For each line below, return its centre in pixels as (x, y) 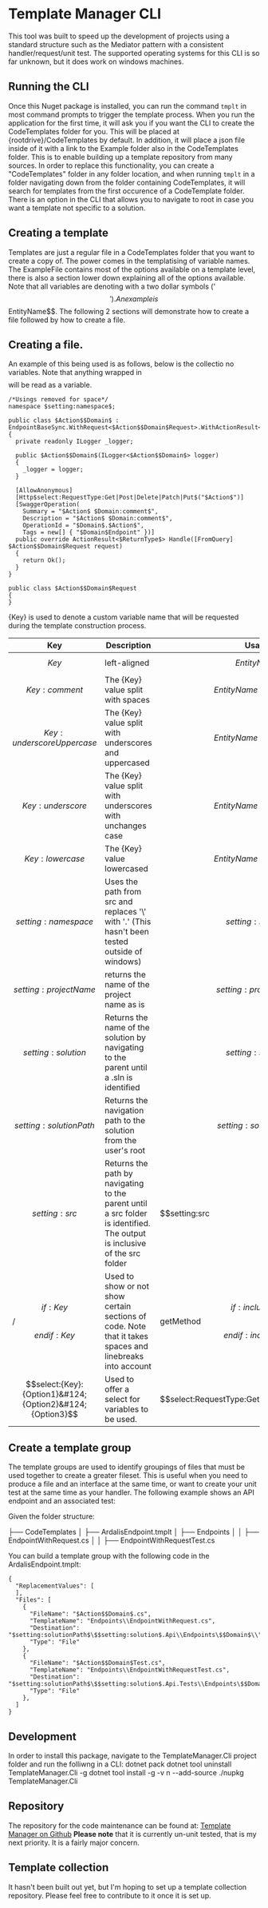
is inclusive (126, 1244)
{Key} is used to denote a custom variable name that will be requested (124, 617)
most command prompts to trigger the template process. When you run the (132, 114)
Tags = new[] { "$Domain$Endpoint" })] (89, 532)
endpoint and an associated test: (62, 1501)
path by (119, 1173)
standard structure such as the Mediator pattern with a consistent (116, 44)
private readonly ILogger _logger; (75, 442)
